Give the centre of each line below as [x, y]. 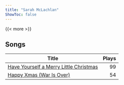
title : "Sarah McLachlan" [32, 10]
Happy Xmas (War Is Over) [39, 75]
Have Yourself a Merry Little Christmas [53, 67]
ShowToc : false [21, 14]
